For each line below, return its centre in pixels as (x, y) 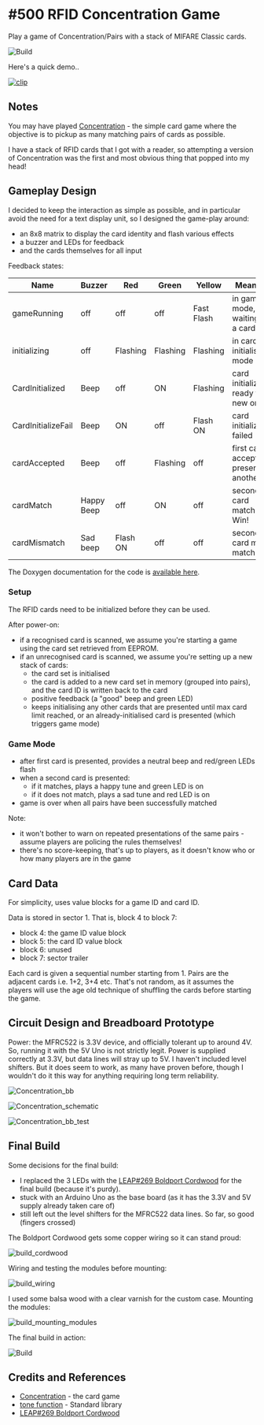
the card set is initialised (70, 673)
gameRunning (38, 313)
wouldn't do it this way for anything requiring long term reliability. (114, 1075)
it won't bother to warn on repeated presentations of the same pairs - (132, 833)
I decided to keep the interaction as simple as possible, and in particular (125, 210)
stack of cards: (44, 665)
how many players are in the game (75, 859)
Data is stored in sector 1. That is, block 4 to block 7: (93, 917)
